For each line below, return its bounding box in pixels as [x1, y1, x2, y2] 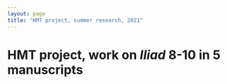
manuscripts [7, 62, 83, 78]
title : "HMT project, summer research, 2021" [7, 17, 143, 24]
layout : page [7, 10, 46, 17]
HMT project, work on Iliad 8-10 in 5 [7, 47, 221, 63]
